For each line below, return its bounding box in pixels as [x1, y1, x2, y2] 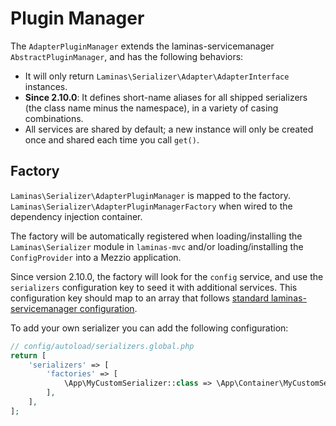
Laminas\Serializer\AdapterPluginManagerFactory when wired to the [10, 200, 293, 212]
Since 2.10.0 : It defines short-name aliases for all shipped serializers [24, 91, 308, 103]
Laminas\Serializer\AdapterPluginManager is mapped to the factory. [10, 189, 291, 201]
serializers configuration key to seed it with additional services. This [10, 281, 298, 293]
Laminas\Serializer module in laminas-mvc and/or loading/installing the [10, 240, 304, 252]
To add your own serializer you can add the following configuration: [10, 322, 289, 334]
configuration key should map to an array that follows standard [10, 292, 270, 304]
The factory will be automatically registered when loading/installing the [10, 230, 303, 242]
